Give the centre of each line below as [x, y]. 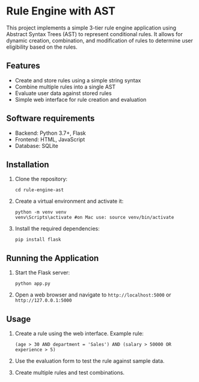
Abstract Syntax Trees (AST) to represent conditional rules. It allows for [95, 34]
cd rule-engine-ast [39, 190]
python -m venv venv [41, 212]
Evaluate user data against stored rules [63, 93]
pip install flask [38, 240]
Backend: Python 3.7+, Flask [50, 133]
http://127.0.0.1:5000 [43, 301]
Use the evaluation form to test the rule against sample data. [90, 361]
